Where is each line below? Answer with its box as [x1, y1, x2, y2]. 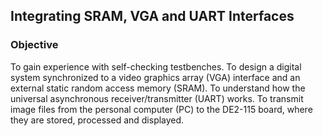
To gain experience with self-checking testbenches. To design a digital [10, 60, 302, 73]
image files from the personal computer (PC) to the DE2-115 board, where [10, 103, 313, 115]
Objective [10, 38, 59, 52]
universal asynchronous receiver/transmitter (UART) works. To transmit [10, 92, 304, 104]
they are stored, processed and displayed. [10, 114, 185, 126]
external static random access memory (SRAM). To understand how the [10, 82, 306, 94]
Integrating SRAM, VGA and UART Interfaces [10, 8, 295, 25]
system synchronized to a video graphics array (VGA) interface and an [10, 71, 301, 83]
